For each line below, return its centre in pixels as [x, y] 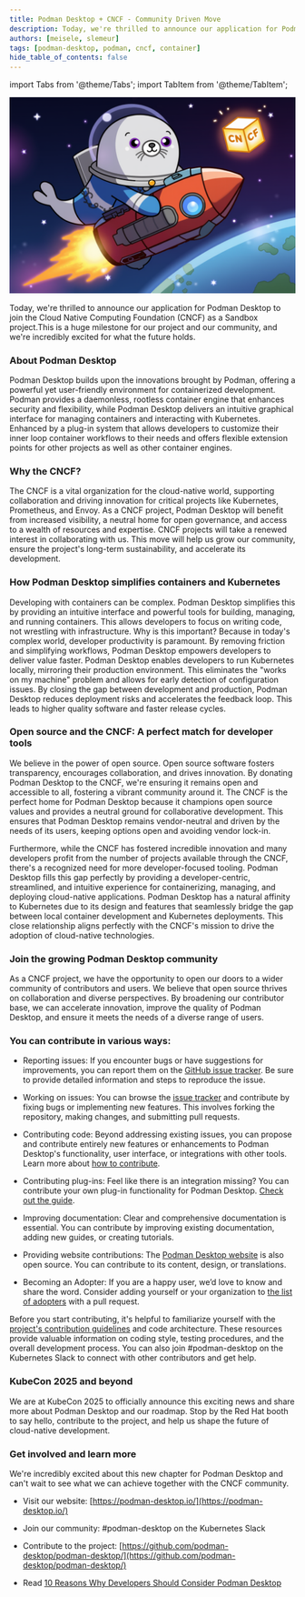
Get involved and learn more [73, 1453]
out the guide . [49, 1200]
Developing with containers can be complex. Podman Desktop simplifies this [152, 602]
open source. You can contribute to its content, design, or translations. [154, 1265]
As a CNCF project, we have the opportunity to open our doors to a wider [146, 979]
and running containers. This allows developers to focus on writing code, [146, 621]
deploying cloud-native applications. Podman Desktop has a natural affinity [150, 897]
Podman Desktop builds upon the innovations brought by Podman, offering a [152, 380]
